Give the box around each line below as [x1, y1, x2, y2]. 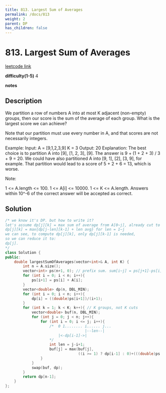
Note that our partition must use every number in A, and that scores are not [5, 130, 158, 136]
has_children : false [5, 26, 48, 31]
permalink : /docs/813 [5, 12, 50, 17]
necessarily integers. [5, 135, 48, 141]
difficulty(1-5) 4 [5, 73, 39, 79]
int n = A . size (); [23, 264, 61, 269]
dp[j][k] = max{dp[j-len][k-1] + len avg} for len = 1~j [5, 227, 125, 232]
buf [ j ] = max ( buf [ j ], [49, 347, 94, 352]
